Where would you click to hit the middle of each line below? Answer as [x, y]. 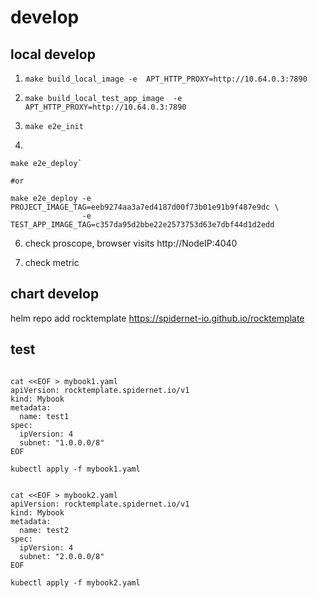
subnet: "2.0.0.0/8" [62, 556]
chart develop [55, 294]
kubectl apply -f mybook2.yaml [75, 582]
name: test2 [44, 530]
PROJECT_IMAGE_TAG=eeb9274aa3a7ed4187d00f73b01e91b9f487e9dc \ [145, 207]
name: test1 [44, 416]
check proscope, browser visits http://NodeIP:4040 [131, 243]
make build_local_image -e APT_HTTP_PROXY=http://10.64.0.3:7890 [166, 79]
